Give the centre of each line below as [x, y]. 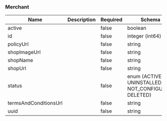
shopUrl [17, 68]
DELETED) [139, 95]
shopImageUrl [24, 52]
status [15, 86]
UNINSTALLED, [145, 83]
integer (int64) [144, 36]
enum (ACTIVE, [145, 76]
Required [111, 20]
